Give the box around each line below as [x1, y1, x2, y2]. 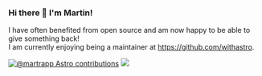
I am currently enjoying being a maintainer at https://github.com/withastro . [8, 42, 255, 52]
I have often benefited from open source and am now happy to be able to [8, 26, 251, 35]
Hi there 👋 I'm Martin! [8, 7, 93, 18]
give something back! [8, 34, 80, 43]
